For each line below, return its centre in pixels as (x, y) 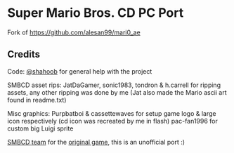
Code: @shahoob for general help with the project (80, 71)
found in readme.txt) (37, 100)
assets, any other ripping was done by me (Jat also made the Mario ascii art (117, 92)
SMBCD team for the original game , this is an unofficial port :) (96, 142)
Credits (24, 54)
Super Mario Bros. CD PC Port (96, 13)
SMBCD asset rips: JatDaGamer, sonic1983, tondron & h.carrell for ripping (114, 85)
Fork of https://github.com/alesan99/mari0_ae (74, 32)
